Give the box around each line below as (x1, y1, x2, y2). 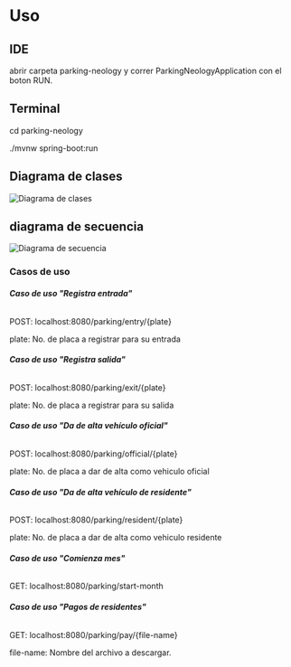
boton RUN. (9, 75, 53, 86)
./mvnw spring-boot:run (9, 142, 99, 154)
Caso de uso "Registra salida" (9, 354, 127, 365)
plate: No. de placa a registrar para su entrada (9, 333, 181, 344)
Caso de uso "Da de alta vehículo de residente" (9, 486, 192, 497)
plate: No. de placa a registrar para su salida (9, 399, 174, 410)
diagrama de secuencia (9, 219, 145, 235)
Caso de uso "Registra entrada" (9, 287, 133, 298)
